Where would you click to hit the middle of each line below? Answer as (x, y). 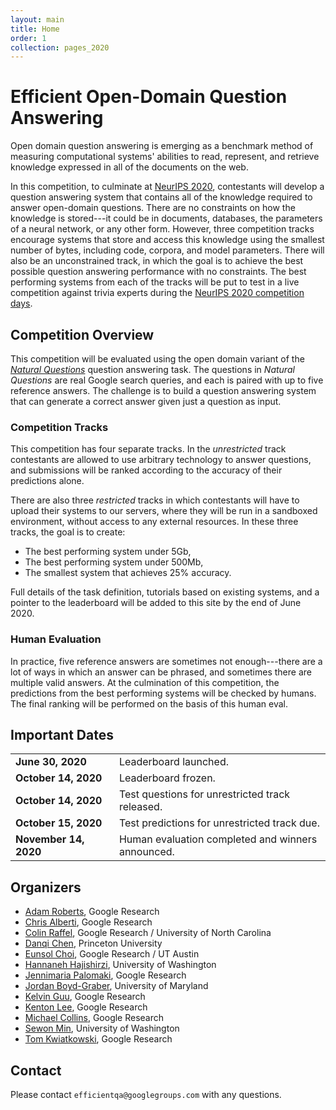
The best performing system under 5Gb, (108, 552)
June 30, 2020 (51, 762)
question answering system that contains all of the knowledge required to (161, 197)
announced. (146, 852)
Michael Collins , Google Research (94, 1018)
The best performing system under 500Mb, (114, 562)
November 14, (50, 839)
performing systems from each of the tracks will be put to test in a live (155, 282)
